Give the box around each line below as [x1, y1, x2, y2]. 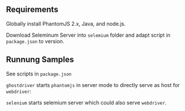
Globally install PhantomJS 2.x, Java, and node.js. [6, 20, 126, 27]
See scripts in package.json [6, 70, 72, 77]
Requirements [6, 5, 58, 15]
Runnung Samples [6, 55, 74, 65]
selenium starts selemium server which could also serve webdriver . [6, 99, 167, 106]
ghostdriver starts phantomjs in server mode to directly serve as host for [6, 81, 180, 88]
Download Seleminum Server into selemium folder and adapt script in [6, 32, 171, 39]
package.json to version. [6, 37, 65, 44]
